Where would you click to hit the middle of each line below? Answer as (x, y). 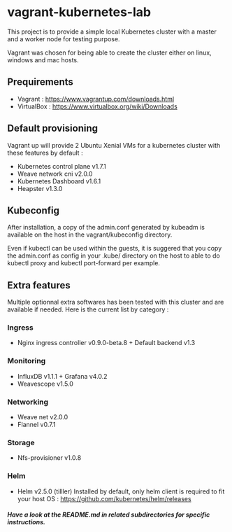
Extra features (39, 285)
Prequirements (40, 82)
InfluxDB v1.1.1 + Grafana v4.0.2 (62, 376)
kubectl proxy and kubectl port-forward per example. (84, 263)
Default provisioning (53, 128)
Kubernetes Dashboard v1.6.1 (59, 181)
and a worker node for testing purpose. (64, 38)
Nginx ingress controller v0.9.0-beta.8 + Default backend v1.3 (106, 343)
